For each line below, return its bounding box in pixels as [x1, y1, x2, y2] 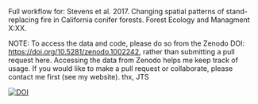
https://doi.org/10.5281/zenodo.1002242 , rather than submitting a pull [8, 47, 236, 56]
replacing [8, 15, 40, 24]
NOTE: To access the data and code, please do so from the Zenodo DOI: [8, 39, 245, 48]
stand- [225, 7, 248, 16]
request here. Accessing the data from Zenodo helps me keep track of [8, 55, 238, 65]
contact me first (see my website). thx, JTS [8, 72, 149, 81]
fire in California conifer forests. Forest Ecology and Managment [40, 15, 250, 24]
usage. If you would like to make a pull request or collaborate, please [8, 64, 233, 73]
